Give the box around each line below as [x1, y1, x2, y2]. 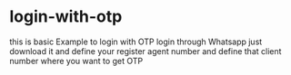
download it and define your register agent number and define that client [9, 45, 282, 56]
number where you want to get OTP [9, 55, 144, 66]
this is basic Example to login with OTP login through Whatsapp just [9, 36, 263, 47]
